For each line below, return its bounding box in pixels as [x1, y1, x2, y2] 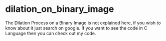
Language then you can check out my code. [5, 30, 96, 36]
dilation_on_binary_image [5, 3, 114, 15]
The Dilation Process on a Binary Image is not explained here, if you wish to [5, 20, 161, 26]
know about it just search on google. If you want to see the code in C [5, 25, 147, 31]
